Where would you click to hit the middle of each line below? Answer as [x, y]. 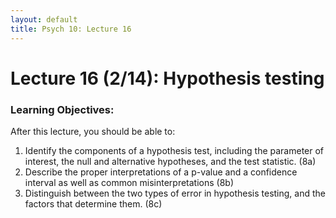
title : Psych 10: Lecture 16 [71, 29]
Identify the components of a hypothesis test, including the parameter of [174, 150]
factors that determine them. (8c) [93, 203]
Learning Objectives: [62, 109]
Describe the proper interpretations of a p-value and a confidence [161, 172]
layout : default [44, 19]
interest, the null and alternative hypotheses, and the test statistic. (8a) [170, 161]
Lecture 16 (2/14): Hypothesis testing [167, 78]
